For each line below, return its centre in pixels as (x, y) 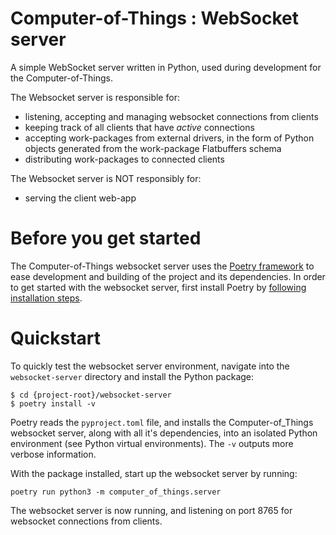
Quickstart (56, 338)
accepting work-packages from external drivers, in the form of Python (169, 138)
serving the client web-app (80, 198)
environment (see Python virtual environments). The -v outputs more (152, 443)
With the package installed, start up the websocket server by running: (154, 473)
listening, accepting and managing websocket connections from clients (171, 116)
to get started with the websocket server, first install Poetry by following (158, 287)
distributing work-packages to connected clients (124, 159)
